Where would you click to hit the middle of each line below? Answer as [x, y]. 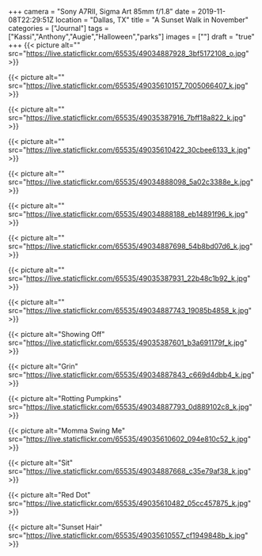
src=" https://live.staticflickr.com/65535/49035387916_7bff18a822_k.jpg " [127, 117]
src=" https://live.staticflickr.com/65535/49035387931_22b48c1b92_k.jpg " [129, 278]
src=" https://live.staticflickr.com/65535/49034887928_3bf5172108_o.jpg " [129, 53]
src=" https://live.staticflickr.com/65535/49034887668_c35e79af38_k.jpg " [130, 471]
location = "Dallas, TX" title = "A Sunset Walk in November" [152, 20]
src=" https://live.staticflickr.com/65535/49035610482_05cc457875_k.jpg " [130, 503]
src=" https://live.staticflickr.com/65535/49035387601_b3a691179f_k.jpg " [128, 342]
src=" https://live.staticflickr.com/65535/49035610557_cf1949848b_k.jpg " [128, 535]
